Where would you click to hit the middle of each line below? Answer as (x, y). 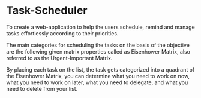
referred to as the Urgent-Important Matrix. (59, 58)
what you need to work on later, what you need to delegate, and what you (97, 82)
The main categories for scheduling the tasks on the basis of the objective (98, 45)
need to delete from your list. (42, 88)
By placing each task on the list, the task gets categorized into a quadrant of (100, 69)
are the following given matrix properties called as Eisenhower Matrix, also (98, 51)
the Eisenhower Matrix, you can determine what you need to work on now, (98, 76)
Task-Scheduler (47, 11)
